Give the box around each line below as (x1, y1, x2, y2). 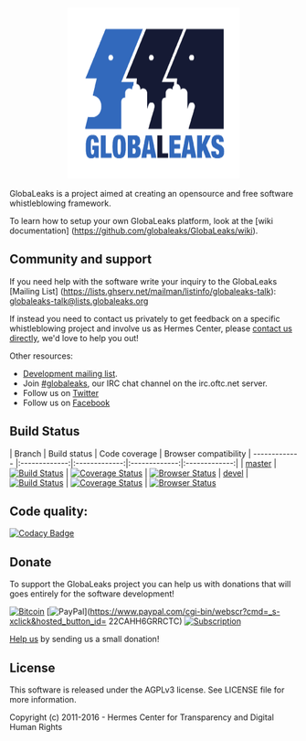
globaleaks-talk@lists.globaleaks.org (9, 295, 149, 306)
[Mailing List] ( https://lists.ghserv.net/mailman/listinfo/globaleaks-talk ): (9, 285, 277, 296)
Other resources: (9, 350, 73, 361)
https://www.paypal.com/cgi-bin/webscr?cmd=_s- (90, 607, 280, 617)
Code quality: (9, 504, 89, 520)
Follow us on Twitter (22, 387, 99, 398)
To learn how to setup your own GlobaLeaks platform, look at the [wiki (9, 216, 274, 226)
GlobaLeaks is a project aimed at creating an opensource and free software (9, 188, 294, 199)
